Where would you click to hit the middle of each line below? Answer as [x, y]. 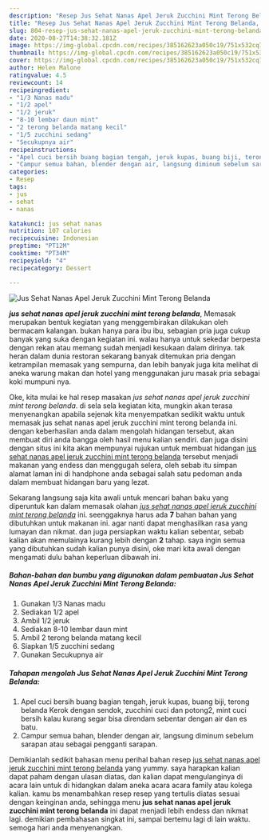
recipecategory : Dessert [50, 268]
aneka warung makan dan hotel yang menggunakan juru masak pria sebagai [134, 373]
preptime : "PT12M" [40, 246]
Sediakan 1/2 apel [49, 612]
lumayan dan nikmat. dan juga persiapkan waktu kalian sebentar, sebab [127, 531]
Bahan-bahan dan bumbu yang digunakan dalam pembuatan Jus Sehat [131, 575]
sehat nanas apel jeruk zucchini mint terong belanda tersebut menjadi [124, 456]
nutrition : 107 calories [50, 231]
